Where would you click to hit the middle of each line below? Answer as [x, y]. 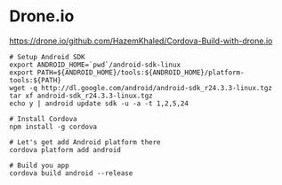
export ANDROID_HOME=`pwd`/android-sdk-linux [95, 65]
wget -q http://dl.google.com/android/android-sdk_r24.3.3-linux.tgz [141, 88]
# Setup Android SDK [48, 57]
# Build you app [39, 166]
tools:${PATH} [36, 80]
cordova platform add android [65, 150]
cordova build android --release [71, 173]
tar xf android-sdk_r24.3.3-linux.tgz [81, 96]
